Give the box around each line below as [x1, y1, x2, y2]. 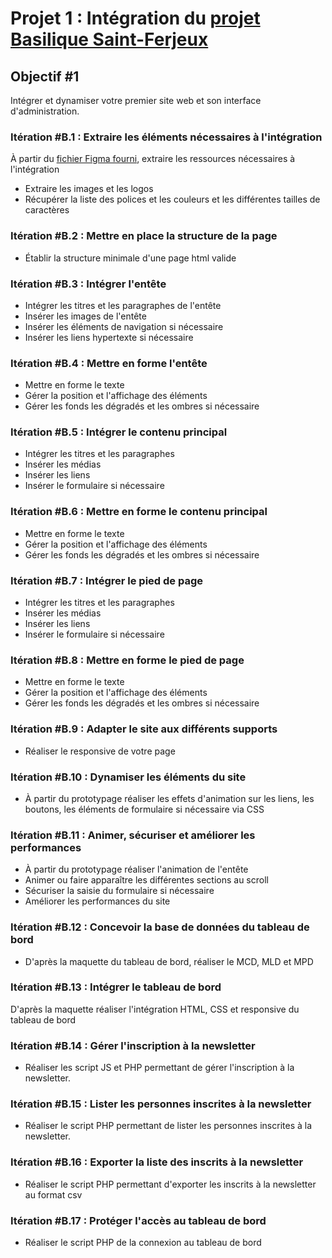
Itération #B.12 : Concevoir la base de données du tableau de [10, 920, 310, 934]
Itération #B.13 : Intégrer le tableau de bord [10, 980, 222, 994]
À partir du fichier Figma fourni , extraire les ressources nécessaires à [10, 153, 296, 165]
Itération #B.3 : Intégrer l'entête [10, 277, 167, 291]
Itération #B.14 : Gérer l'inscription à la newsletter [10, 1038, 256, 1052]
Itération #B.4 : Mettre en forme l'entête [10, 356, 208, 370]
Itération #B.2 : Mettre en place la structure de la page [10, 229, 278, 243]
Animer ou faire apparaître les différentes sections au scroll [24, 874, 269, 886]
